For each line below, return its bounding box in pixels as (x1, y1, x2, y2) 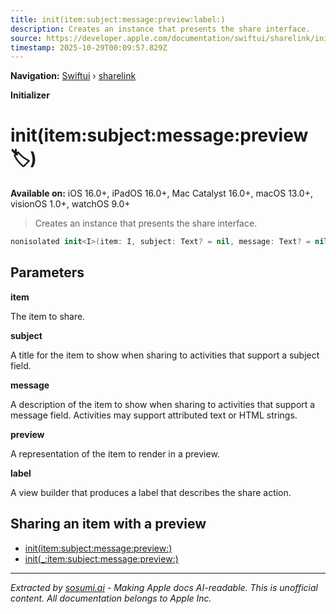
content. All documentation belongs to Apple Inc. (10, 592, 212, 604)
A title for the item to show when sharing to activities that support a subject (10, 349, 320, 361)
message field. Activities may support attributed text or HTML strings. (10, 409, 298, 421)
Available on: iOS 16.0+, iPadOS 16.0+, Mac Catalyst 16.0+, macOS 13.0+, (10, 187, 314, 200)
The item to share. (10, 310, 86, 322)
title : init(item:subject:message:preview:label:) (10, 14, 226, 25)
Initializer (10, 89, 50, 101)
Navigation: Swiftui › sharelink (10, 70, 137, 82)
